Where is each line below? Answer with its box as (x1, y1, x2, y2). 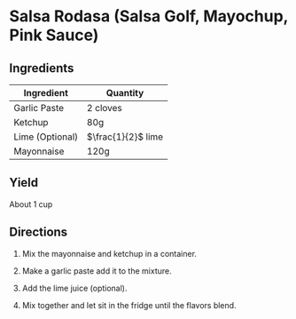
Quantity (105, 87, 144, 99)
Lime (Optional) (13, 131, 79, 143)
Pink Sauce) (9, 25, 99, 45)
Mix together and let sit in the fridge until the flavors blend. (21, 299, 237, 310)
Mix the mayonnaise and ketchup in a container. (21, 248, 198, 259)
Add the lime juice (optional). (21, 283, 128, 293)
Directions (9, 225, 68, 240)
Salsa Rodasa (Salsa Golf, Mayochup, (9, 6, 289, 27)
